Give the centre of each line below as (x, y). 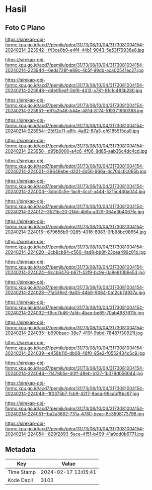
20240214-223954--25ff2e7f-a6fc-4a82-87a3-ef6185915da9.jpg (72, 131)
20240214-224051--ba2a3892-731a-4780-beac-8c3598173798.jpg (75, 414)
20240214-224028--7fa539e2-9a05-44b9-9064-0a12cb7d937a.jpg (75, 293)
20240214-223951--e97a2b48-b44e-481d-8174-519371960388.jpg (75, 111)
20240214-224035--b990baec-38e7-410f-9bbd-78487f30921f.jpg (74, 333)
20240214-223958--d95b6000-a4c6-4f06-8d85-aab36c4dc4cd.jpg (76, 151)
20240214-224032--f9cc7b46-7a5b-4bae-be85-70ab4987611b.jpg (75, 313)
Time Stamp (22, 472)
